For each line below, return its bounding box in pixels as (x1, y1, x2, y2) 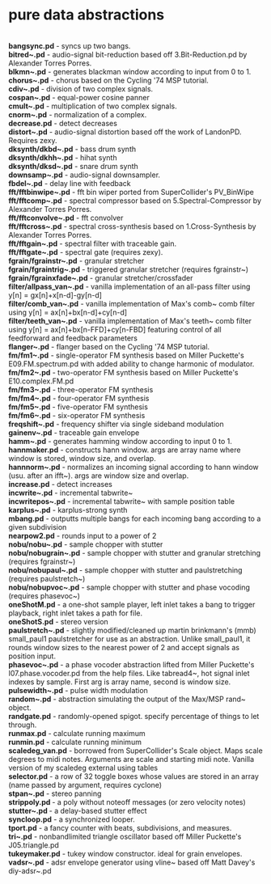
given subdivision (8, 522, 67, 531)
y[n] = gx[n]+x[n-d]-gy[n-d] (8, 290, 103, 300)
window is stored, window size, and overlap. (8, 453, 156, 463)
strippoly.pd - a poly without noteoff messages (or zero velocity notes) (8, 797, 247, 806)
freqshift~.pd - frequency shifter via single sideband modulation (8, 419, 224, 429)
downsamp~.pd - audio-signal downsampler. (8, 170, 160, 180)
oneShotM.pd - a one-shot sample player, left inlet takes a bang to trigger (8, 599, 256, 609)
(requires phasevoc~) (8, 590, 81, 600)
